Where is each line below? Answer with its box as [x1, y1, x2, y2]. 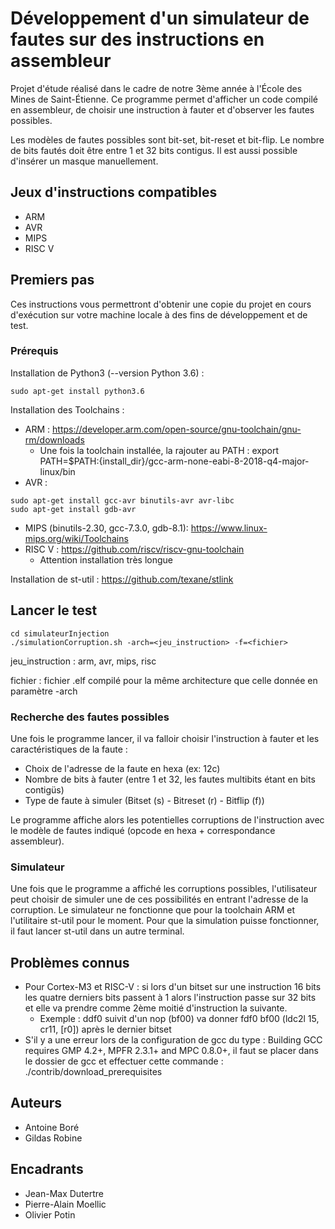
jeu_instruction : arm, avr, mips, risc [10, 655, 157, 667]
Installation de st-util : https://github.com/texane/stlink [10, 573, 234, 585]
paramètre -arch [10, 685, 78, 697]
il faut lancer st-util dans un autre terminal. [10, 925, 185, 937]
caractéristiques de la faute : [10, 743, 128, 755]
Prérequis [10, 344, 59, 358]
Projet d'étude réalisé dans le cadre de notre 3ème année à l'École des [10, 82, 303, 94]
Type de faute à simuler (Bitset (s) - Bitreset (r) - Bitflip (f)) [24, 794, 265, 806]
